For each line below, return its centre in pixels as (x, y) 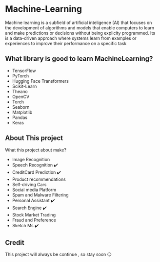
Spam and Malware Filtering (40, 195)
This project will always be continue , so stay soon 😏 (59, 254)
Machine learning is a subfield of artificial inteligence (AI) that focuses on (79, 23)
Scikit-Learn (24, 86)
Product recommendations (39, 179)
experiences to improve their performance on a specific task (66, 43)
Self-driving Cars (29, 184)
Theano (20, 91)
